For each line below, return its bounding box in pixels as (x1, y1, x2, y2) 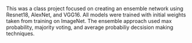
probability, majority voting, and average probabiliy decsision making (6, 24, 174, 31)
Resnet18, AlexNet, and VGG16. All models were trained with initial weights (6, 11, 187, 18)
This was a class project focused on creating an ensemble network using (6, 5, 184, 12)
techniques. (6, 30, 35, 37)
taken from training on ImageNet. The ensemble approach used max (6, 18, 172, 24)
